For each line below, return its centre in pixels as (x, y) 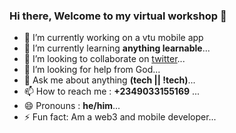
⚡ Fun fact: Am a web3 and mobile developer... (120, 117)
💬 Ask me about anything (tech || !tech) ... (109, 80)
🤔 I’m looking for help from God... (92, 70)
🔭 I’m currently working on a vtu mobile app (113, 38)
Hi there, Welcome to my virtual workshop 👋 (118, 16)
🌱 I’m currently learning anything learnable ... (117, 48)
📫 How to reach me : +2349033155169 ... (112, 91)
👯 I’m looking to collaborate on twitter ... (104, 59)
